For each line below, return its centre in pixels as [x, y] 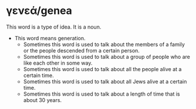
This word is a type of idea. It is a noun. [54, 27]
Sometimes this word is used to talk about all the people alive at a [102, 69]
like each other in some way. [58, 63]
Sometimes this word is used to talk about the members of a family [104, 44]
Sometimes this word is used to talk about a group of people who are [107, 57]
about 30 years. [43, 100]
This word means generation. [50, 38]
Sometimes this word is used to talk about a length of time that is [102, 94]
